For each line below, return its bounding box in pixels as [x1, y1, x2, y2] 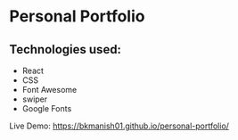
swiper [21, 94, 48, 104]
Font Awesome [21, 85, 78, 95]
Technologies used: [9, 42, 122, 57]
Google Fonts [21, 103, 72, 113]
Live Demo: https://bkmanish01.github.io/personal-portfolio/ [9, 120, 230, 131]
